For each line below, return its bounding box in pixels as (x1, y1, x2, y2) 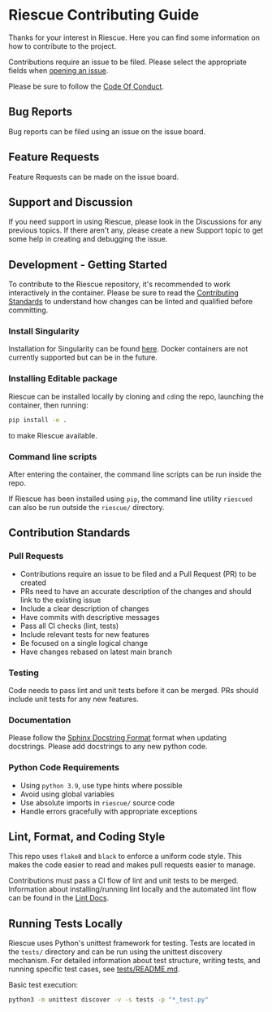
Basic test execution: (8, 980, 79, 990)
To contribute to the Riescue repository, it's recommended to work (8, 279, 231, 290)
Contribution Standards (8, 526, 131, 540)
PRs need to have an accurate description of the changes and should (19, 586, 252, 595)
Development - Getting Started (8, 258, 168, 272)
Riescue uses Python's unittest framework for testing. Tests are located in (8, 938, 256, 949)
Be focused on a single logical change (19, 638, 149, 648)
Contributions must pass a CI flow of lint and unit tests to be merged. (8, 876, 239, 886)
